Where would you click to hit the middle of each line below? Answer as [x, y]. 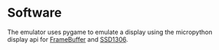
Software [34, 13]
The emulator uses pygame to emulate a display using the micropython [110, 32]
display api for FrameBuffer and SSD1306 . [68, 39]
